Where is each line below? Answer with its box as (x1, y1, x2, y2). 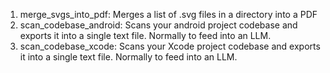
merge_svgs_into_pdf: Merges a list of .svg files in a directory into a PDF (19, 9, 318, 20)
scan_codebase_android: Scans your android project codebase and (19, 19, 298, 31)
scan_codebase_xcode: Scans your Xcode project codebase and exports (19, 40, 321, 52)
